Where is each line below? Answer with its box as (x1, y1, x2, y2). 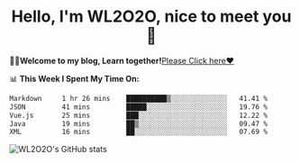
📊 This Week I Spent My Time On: (9, 73, 140, 84)
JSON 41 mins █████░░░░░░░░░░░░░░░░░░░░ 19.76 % (9, 102, 268, 112)
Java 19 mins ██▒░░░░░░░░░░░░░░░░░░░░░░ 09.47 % (9, 119, 268, 128)
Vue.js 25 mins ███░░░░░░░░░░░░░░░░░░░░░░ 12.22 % (9, 111, 268, 120)
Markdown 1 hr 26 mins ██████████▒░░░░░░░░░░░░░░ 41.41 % (9, 94, 268, 103)
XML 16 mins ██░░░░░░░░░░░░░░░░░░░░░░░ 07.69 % (9, 128, 268, 137)
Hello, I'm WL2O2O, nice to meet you (11, 6, 292, 27)
